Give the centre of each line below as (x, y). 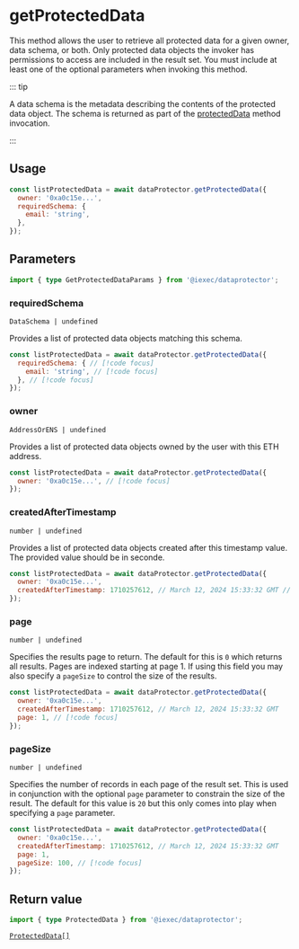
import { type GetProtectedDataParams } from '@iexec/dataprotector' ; (144, 279)
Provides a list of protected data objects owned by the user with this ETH (145, 447)
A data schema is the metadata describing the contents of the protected (143, 103)
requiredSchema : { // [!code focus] (86, 363)
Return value (46, 899)
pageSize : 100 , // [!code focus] (80, 863)
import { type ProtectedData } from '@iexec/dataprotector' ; (126, 920)
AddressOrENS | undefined (57, 430)
